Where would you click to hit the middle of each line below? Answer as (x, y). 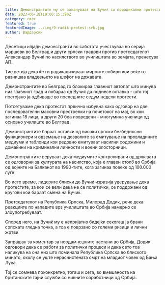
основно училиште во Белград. (38, 122)
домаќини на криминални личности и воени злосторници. (66, 147)
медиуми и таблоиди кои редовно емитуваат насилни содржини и (75, 142)
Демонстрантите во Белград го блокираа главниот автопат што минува (81, 86)
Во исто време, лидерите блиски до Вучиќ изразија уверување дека (77, 182)
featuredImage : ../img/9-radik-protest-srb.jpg (55, 28)
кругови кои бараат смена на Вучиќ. (43, 192)
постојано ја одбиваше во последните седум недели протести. (71, 97)
